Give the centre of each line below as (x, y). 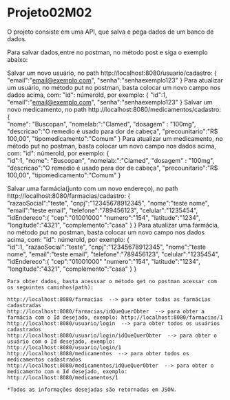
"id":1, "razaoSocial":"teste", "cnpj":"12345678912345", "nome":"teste (107, 247)
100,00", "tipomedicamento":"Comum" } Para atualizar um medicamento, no (115, 138)
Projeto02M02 (50, 13)
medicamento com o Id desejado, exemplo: (67, 371)
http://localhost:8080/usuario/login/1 (64, 347)
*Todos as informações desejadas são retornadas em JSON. (92, 390)
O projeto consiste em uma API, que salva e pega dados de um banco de (111, 32)
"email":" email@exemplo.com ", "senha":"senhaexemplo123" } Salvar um (110, 102)
